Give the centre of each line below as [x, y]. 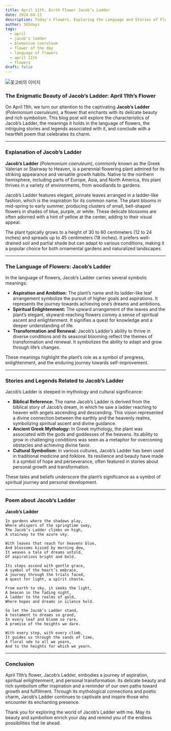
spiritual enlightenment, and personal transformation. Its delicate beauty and [85, 680]
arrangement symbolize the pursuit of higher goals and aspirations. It [85, 298]
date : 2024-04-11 [24, 15]
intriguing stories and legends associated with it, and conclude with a [78, 129]
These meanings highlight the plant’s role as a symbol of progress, [75, 357]
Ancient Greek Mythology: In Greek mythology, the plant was [78, 429]
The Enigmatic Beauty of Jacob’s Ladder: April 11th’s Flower [81, 96]
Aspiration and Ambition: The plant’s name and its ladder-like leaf [82, 293]
